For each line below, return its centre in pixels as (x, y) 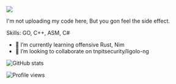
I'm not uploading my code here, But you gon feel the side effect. (88, 21)
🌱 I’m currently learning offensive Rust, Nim (70, 45)
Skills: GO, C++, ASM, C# (38, 33)
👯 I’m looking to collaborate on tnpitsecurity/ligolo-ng (82, 51)
